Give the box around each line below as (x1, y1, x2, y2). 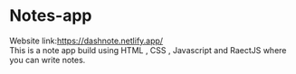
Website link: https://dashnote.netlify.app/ (9, 35, 164, 46)
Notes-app (9, 5, 92, 26)
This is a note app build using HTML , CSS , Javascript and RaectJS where (9, 44, 287, 55)
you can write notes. (9, 54, 86, 65)
